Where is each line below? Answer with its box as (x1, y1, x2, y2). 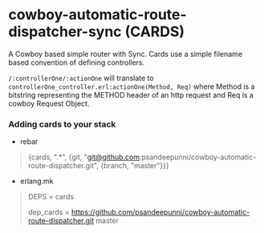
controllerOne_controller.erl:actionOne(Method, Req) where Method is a (8, 82, 255, 91)
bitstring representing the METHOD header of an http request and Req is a (8, 90, 254, 99)
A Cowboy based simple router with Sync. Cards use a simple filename (8, 49, 243, 58)
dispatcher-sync (8, 22, 122, 41)
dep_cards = (27, 207, 70, 217)
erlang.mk (19, 176, 54, 186)
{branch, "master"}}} (100, 161, 170, 171)
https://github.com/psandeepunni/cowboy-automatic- (71, 207, 250, 217)
